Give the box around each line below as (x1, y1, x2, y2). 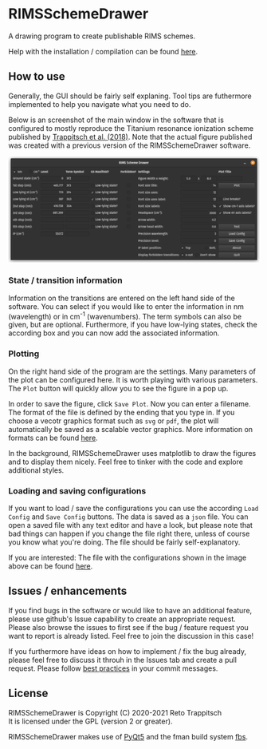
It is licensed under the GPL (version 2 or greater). (8, 716, 173, 726)
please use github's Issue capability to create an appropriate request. (8, 614, 237, 624)
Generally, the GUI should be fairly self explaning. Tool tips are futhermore (8, 91, 253, 101)
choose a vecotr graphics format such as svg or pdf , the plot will (8, 416, 219, 426)
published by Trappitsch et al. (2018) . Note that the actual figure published (8, 132, 253, 141)
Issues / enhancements (8, 585, 128, 598)
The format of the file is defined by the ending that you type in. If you (8, 407, 235, 417)
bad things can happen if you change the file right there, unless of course (8, 529, 250, 538)
